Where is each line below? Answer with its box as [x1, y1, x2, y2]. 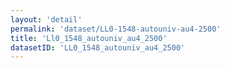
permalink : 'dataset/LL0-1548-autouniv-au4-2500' [10, 24, 222, 34]
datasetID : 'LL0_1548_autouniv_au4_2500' [10, 42, 186, 53]
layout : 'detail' [10, 14, 83, 25]
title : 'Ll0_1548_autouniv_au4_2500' [10, 33, 168, 43]
